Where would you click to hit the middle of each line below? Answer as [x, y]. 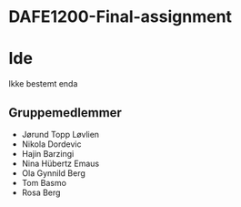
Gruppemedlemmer [65, 113]
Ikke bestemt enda [43, 84]
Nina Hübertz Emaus [60, 163]
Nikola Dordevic [51, 144]
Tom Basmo [44, 182]
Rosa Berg [41, 192]
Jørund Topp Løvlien [60, 134]
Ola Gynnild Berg [53, 173]
